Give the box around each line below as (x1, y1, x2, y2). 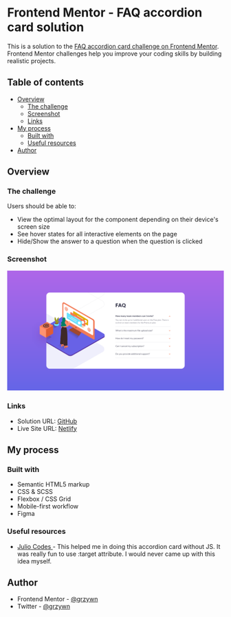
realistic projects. (7, 56, 56, 65)
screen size (16, 223, 50, 231)
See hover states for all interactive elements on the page (16, 230, 177, 238)
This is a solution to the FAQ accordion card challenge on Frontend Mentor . (7, 42, 219, 50)
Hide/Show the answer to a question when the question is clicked (16, 237, 203, 245)
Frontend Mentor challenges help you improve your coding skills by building (7, 49, 222, 58)
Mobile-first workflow (16, 502, 79, 511)
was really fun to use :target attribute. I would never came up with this (16, 550, 215, 558)
